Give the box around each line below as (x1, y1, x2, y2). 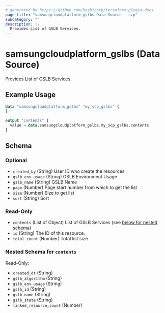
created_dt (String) (12, 270, 53, 276)
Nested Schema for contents (5, 248, 77, 256)
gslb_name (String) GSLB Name (12, 179, 77, 185)
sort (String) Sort (12, 195, 49, 201)
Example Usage (5, 90, 56, 99)
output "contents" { (5, 118, 49, 123)
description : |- (5, 21, 40, 27)
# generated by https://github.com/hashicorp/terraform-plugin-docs (5, 7, 154, 13)
